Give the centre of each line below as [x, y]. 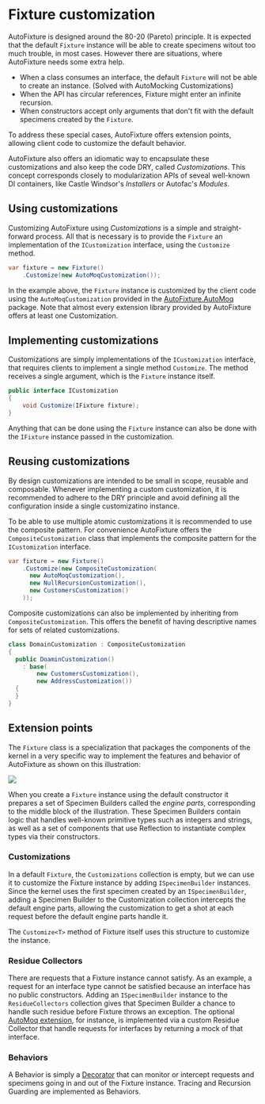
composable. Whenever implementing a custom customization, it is [117, 489]
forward [21, 236]
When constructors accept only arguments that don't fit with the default [137, 111]
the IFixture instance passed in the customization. [91, 436]
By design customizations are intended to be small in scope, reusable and [129, 481]
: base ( [35, 667]
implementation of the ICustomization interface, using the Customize [119, 244]
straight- [227, 228]
